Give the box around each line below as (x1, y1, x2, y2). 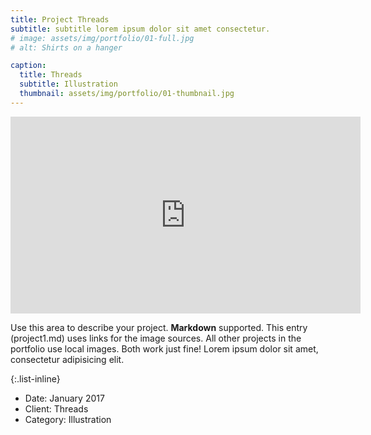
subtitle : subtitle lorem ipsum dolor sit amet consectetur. (10, 24, 271, 34)
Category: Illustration (24, 413, 112, 425)
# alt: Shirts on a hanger (10, 42, 123, 53)
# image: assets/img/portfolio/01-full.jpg (10, 33, 195, 43)
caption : (10, 61, 47, 71)
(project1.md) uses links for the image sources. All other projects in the (10, 332, 302, 344)
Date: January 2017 (24, 392, 105, 404)
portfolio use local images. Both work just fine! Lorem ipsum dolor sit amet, (10, 342, 319, 355)
